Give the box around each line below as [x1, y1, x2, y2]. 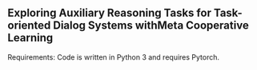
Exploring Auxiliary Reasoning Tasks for [7, 6, 211, 20]
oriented [7, 19, 51, 33]
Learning [7, 31, 54, 45]
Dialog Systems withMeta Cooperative [53, 19, 249, 33]
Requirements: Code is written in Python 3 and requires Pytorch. [7, 52, 220, 62]
